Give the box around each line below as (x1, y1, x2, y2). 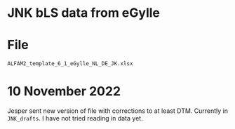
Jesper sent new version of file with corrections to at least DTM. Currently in (7, 107, 229, 115)
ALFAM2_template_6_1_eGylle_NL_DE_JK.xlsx (7, 60, 133, 67)
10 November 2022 (7, 83, 121, 100)
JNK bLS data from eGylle (7, 5, 160, 21)
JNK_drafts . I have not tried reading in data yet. (7, 114, 143, 123)
